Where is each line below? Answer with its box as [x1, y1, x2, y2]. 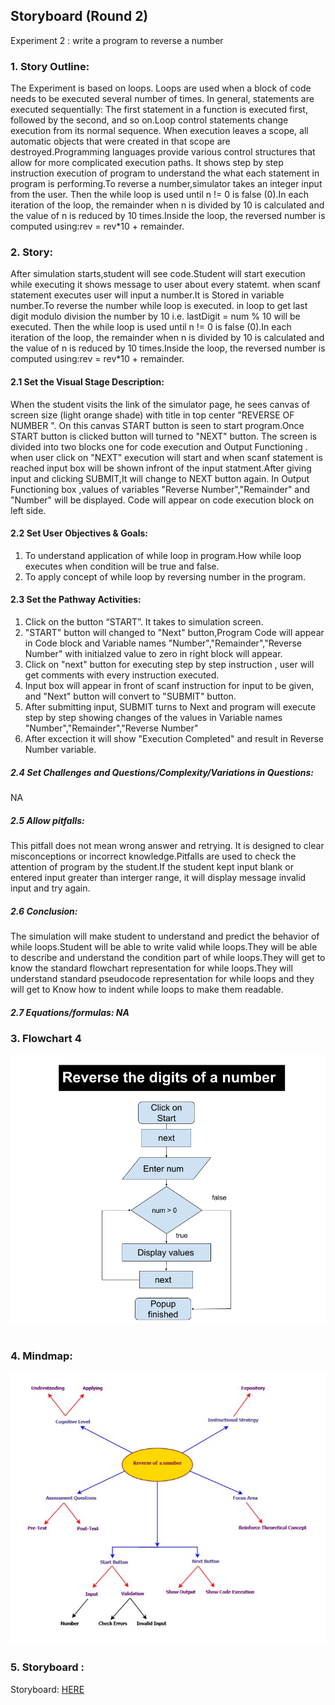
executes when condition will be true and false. [24, 560, 220, 572]
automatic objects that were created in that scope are [10, 135, 231, 148]
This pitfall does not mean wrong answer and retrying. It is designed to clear [10, 839, 325, 851]
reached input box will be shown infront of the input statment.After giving [10, 462, 312, 474]
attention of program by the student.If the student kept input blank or [10, 860, 294, 873]
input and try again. [10, 882, 91, 894]
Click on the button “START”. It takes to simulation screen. [24, 616, 264, 628]
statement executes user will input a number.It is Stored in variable [10, 289, 285, 301]
